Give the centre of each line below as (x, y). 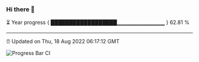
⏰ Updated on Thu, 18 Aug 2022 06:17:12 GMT (63, 42)
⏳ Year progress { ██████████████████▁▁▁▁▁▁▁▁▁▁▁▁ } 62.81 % (98, 22)
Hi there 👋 (21, 9)
